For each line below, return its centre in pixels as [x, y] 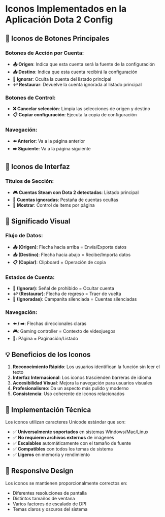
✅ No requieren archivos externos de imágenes [63, 438]
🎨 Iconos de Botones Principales [57, 38]
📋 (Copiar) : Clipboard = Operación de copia [59, 262]
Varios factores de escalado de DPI [49, 504]
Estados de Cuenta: [30, 277]
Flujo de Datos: [24, 236]
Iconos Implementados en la [66, 9]
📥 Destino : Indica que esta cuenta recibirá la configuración [75, 72]
